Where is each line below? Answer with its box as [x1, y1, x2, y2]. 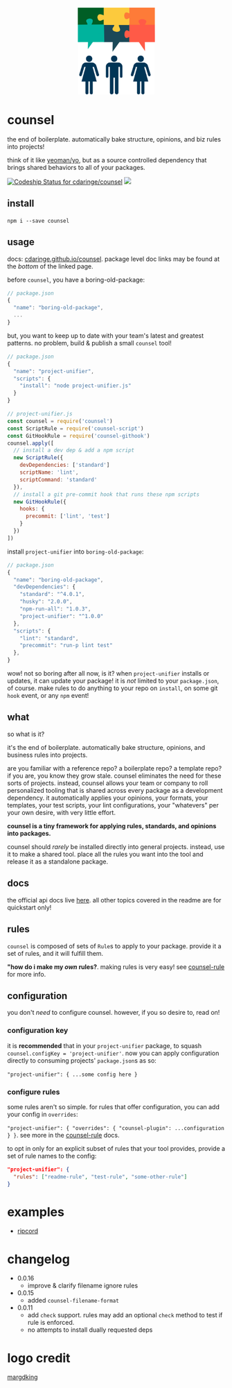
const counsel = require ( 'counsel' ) [7, 418, 113, 425]
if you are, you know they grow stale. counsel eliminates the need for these [7, 771, 222, 780]
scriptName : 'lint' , [19, 469, 79, 476]
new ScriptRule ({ [13, 454, 64, 461]
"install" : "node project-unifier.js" [19, 382, 132, 389]
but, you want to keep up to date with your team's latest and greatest [7, 331, 204, 340]
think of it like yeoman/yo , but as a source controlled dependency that [7, 155, 207, 164]
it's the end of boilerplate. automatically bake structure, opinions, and [7, 743, 206, 751]
